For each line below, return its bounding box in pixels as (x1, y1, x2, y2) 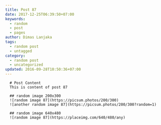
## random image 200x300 (9, 93, 61, 98)
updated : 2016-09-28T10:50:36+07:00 (5, 67, 81, 72)
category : (5, 53, 26, 58)
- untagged (9, 48, 32, 53)
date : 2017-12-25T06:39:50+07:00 (5, 12, 75, 17)
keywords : (5, 16, 26, 21)
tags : (5, 40, 16, 44)
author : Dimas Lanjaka (5, 35, 52, 40)
